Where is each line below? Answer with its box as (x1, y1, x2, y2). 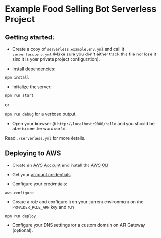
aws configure (5, 190, 34, 195)
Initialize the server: (12, 84, 52, 90)
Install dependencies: (12, 66, 55, 72)
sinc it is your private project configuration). (12, 56, 100, 62)
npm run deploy (5, 213, 36, 219)
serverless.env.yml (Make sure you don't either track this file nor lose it (12, 51, 157, 57)
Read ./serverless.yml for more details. (5, 135, 86, 141)
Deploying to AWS (5, 149, 61, 158)
